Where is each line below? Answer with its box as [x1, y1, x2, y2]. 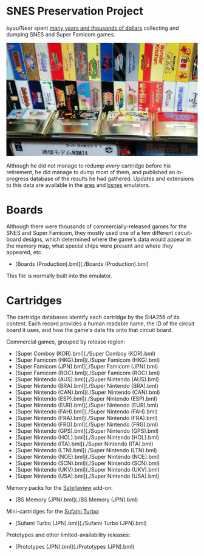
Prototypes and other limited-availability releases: [6, 531, 131, 538]
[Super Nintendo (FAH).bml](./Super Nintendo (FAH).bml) [15, 408, 158, 415]
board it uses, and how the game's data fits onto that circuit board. [6, 327, 173, 334]
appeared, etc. [6, 249, 43, 256]
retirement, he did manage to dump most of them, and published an [6, 169, 175, 176]
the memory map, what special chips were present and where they [6, 242, 174, 249]
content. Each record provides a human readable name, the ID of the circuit [6, 320, 195, 327]
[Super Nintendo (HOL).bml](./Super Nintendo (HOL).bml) [15, 434, 160, 441]
